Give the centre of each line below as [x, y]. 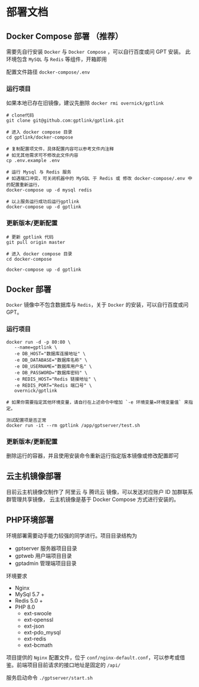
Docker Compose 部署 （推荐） [65, 36]
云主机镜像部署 [34, 476]
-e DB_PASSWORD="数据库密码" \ [51, 372]
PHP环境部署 [30, 520]
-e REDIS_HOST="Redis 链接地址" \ [55, 379]
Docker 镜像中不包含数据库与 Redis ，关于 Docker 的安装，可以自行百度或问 [97, 305]
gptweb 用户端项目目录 [43, 555]
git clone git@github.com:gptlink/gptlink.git [65, 121]
